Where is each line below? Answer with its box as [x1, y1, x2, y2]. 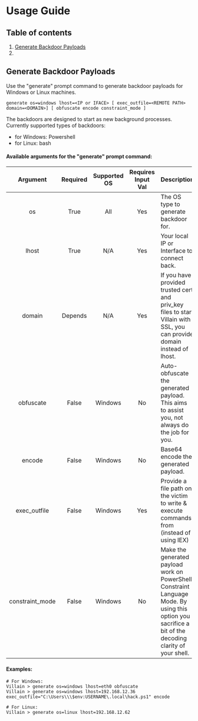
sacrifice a [160, 619, 190, 628]
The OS [160, 193, 181, 201]
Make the [160, 546, 187, 554]
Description [160, 175, 194, 184]
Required [61, 175, 87, 184]
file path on [160, 484, 192, 492]
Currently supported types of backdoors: [6, 122, 106, 129]
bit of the [160, 627, 186, 635]
